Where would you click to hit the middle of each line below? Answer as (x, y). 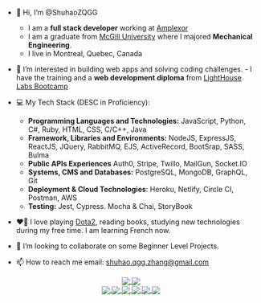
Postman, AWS (53, 198)
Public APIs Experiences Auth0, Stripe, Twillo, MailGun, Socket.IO (137, 164)
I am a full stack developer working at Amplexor (108, 28)
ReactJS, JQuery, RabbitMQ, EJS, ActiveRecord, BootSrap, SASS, (136, 146)
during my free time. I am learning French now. (93, 230)
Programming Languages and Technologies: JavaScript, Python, (137, 121)
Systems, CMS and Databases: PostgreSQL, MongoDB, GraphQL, (137, 172)
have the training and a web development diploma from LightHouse (129, 78)
